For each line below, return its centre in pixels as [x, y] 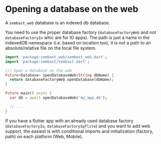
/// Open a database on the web [38, 71]
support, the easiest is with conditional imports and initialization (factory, [79, 131]
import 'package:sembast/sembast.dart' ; [48, 62]
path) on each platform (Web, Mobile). [44, 136]
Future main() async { [28, 93]
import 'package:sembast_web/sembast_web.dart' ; [56, 57]
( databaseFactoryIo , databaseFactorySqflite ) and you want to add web [78, 126]
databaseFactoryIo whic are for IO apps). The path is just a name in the [77, 37]
